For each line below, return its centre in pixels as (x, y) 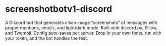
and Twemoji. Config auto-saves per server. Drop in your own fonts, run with (83, 33)
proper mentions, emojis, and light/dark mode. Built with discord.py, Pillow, (81, 27)
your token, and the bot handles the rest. (47, 38)
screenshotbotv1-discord (59, 9)
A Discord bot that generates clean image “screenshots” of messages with (81, 23)
